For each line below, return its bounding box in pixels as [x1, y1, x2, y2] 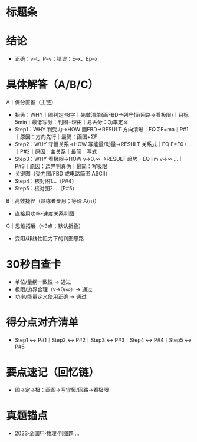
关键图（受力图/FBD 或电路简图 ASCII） [14, 170, 111, 177]
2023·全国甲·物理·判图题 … [14, 430, 80, 437]
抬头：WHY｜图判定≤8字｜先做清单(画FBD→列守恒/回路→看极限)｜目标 [14, 111, 189, 118]
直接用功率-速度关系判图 [14, 210, 75, 217]
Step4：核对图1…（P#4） [14, 177, 77, 184]
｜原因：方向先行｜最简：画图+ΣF [14, 133, 97, 140]
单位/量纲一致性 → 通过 [14, 278, 72, 285]
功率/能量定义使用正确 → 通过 [14, 293, 87, 300]
